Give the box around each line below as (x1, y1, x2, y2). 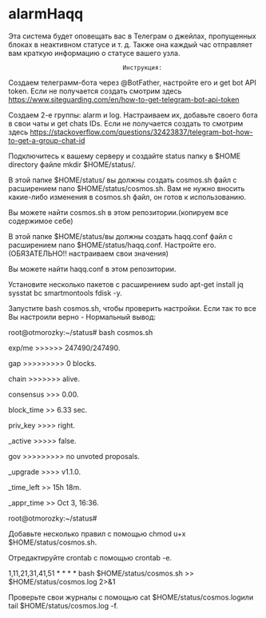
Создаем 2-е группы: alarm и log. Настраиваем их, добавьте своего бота (8, 110, 258, 120)
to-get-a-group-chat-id (8, 135, 85, 145)
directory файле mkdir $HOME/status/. (8, 159, 137, 169)
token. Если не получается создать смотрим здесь (8, 86, 182, 96)
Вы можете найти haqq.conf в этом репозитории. (8, 264, 177, 273)
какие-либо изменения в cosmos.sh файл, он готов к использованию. (8, 192, 246, 201)
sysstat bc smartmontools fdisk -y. (8, 288, 122, 297)
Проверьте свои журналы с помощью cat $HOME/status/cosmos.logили (8, 592, 254, 602)
